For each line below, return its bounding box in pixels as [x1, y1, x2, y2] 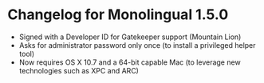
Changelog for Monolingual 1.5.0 [7, 6, 229, 24]
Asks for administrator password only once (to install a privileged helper [18, 40, 256, 49]
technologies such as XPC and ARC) [18, 65, 139, 75]
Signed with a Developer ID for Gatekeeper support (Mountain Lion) [18, 32, 242, 41]
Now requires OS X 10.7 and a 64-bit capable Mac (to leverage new [18, 57, 241, 67]
